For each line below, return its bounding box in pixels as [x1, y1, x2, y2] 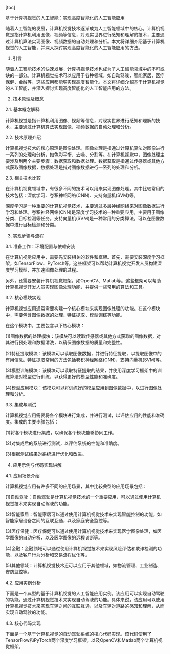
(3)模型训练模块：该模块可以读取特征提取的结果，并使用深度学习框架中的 [5, 367, 158, 373]
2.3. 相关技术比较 [5, 175, 41, 181]
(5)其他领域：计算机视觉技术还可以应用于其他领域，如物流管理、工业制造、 [5, 562, 162, 568]
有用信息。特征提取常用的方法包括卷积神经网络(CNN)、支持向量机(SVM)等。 [5, 357, 165, 363]
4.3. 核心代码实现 [5, 620, 41, 626]
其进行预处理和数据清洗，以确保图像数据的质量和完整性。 [5, 339, 125, 345]
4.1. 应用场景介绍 [5, 473, 40, 478]
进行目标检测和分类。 [14, 222, 59, 227]
